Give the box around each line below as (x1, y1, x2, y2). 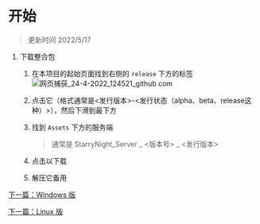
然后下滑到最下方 (60, 105, 117, 115)
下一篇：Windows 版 (8, 190, 76, 199)
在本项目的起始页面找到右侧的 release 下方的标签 (31, 68, 193, 78)
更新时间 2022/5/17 (27, 35, 91, 44)
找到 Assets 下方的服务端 (31, 122, 114, 132)
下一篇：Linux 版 (8, 207, 64, 216)
